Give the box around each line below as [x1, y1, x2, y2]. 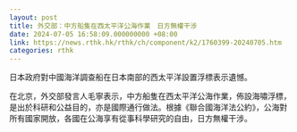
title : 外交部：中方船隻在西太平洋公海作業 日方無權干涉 [9, 21, 198, 30]
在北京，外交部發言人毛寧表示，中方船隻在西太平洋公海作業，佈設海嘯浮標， [9, 91, 292, 102]
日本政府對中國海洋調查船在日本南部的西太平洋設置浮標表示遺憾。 [9, 72, 252, 83]
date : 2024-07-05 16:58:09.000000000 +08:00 [9, 29, 178, 38]
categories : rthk [9, 46, 74, 55]
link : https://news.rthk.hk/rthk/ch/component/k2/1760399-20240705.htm [9, 37, 282, 47]
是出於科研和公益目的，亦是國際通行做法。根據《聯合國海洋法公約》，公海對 [9, 102, 288, 112]
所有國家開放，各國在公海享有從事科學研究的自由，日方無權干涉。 [9, 113, 252, 124]
